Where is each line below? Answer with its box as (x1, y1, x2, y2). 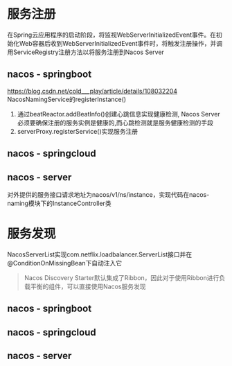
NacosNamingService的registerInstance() (7, 95, 127, 103)
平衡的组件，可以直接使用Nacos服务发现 (30, 282, 146, 290)
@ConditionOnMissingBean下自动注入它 (7, 259, 123, 267)
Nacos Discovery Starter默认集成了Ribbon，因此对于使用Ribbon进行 (24, 273, 220, 281)
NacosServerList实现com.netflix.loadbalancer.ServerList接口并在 (7, 250, 193, 259)
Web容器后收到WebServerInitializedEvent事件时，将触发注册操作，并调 (19, 39, 223, 47)
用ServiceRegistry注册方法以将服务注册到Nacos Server (7, 48, 165, 56)
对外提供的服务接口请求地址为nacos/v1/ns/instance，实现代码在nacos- (7, 190, 210, 198)
